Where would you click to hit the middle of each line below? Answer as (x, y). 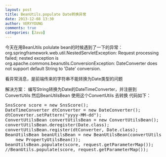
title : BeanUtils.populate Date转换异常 (46, 14)
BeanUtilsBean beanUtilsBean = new (48, 135)
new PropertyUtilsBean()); (48, 139)
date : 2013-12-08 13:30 (30, 19)
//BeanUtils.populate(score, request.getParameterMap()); (77, 149)
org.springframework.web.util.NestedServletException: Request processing (82, 53)
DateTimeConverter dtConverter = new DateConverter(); (73, 110)
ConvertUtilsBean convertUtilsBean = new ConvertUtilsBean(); (82, 120)
